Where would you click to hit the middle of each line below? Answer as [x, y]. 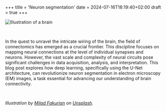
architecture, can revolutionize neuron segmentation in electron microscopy [83, 73]
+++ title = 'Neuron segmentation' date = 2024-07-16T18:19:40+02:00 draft [83, 7]
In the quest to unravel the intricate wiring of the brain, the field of [73, 41]
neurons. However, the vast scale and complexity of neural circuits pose [79, 57]
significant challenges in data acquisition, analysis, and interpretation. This [82, 62]
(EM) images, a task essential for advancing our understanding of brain [78, 78]
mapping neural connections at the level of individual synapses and [74, 52]
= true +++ [16, 12]
